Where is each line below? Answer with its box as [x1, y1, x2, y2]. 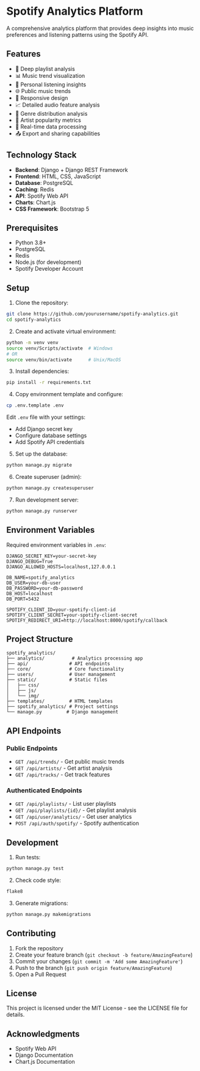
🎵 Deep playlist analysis [15, 65, 75, 72]
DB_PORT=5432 [6, 596, 40, 602]
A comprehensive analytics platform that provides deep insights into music [6, 24, 194, 32]
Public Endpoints [6, 744, 58, 753]
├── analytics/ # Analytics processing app [6, 655, 143, 662]
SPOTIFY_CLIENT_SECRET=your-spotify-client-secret [6, 612, 138, 618]
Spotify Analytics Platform [6, 4, 143, 18]
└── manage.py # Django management [6, 709, 119, 715]
